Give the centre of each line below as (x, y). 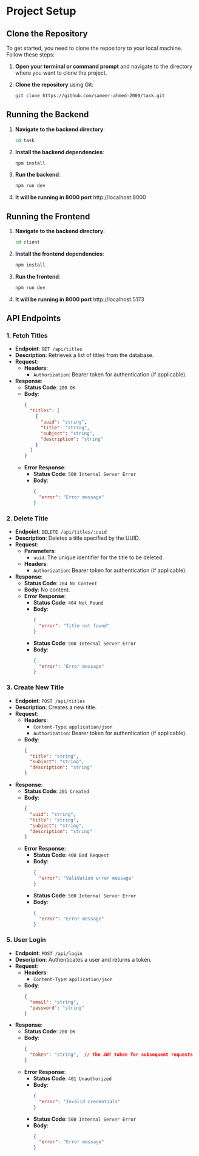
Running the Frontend (48, 216)
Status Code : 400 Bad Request (71, 855)
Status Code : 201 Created (56, 791)
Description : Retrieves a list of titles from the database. (84, 355)
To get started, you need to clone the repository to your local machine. (94, 48)
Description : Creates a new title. (56, 707)
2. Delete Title (27, 518)
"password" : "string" (57, 1008)
